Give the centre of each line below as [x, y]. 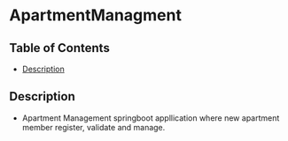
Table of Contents [60, 48]
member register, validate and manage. [93, 127]
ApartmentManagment [95, 15]
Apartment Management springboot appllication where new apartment [151, 118]
